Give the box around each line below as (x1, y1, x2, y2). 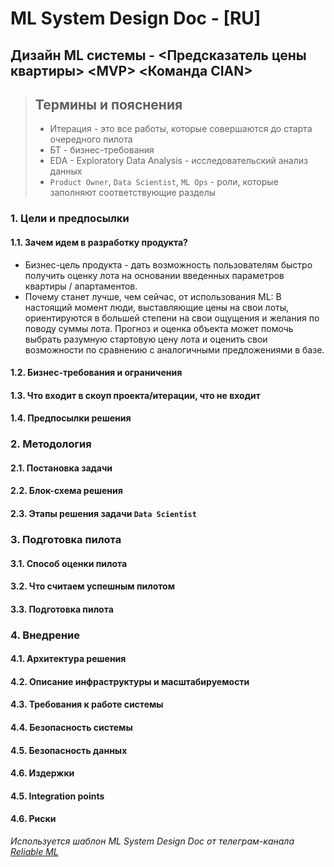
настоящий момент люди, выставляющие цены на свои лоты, (24, 301, 290, 313)
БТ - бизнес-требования (49, 144, 155, 156)
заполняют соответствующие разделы (49, 187, 216, 199)
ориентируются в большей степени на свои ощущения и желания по (24, 312, 320, 324)
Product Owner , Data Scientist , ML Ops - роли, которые (49, 176, 279, 188)
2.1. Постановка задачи (10, 462, 113, 474)
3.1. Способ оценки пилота (10, 557, 128, 569)
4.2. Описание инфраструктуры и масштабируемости (10, 675, 250, 687)
